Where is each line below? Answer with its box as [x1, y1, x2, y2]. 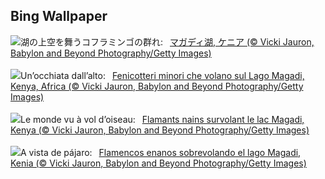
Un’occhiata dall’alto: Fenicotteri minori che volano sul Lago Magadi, [20, 69, 305, 81]
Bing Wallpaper [10, 8, 108, 25]
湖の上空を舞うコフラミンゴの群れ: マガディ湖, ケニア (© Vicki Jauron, [20, 35, 315, 48]
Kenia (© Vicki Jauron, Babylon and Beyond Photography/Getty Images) [10, 157, 307, 169]
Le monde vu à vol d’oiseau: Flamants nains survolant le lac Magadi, [20, 113, 305, 125]
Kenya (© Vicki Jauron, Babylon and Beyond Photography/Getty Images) [10, 124, 310, 136]
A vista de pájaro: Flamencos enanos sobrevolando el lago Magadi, [20, 146, 302, 158]
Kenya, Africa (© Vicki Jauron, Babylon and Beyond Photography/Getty [10, 80, 304, 92]
